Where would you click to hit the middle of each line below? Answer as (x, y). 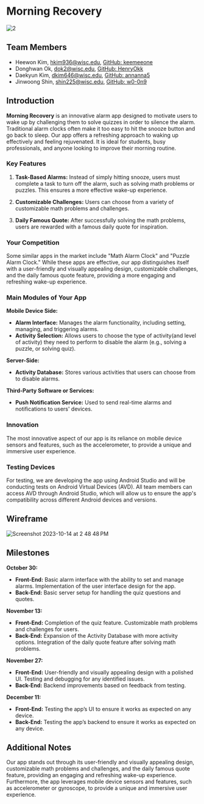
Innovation (23, 425)
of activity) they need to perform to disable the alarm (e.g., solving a (101, 342)
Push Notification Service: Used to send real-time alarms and (93, 403)
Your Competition (33, 243)
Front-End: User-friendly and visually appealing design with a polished (104, 672)
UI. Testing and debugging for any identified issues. (80, 679)
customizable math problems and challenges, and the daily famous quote (98, 769)
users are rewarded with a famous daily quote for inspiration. (92, 227)
